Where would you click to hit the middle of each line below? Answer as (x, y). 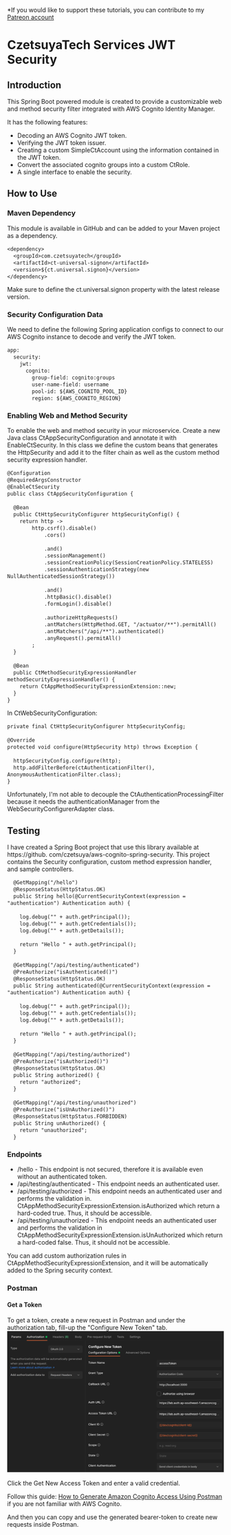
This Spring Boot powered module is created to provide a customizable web (114, 101)
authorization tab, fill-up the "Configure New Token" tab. (87, 1327)
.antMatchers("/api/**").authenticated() (104, 632)
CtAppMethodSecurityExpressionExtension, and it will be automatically (108, 1263)
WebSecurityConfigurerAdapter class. (61, 809)
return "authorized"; (50, 1082)
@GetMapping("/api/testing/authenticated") (76, 965)
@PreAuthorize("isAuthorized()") (61, 1062)
